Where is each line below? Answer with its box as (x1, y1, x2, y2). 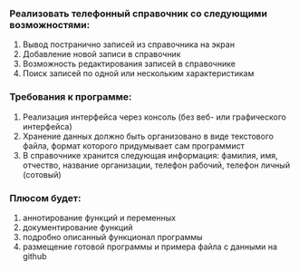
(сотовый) (22, 169, 62, 179)
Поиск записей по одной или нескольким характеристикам (22, 68, 255, 79)
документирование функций (22, 221, 133, 233)
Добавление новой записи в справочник (22, 49, 181, 60)
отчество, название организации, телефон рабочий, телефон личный (22, 160, 291, 170)
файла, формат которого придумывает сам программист (22, 140, 245, 151)
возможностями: (9, 18, 91, 31)
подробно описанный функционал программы (22, 231, 203, 242)
